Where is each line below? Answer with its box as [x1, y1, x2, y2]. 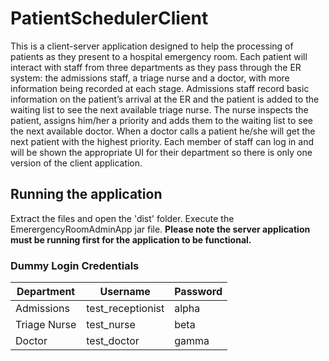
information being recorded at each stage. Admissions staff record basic [10, 82, 310, 94]
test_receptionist [86, 302, 165, 316]
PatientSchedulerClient [10, 7, 209, 30]
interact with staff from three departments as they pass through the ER [10, 61, 302, 73]
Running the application [10, 186, 163, 203]
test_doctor [86, 334, 140, 348]
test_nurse [86, 318, 136, 332]
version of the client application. [10, 157, 143, 169]
